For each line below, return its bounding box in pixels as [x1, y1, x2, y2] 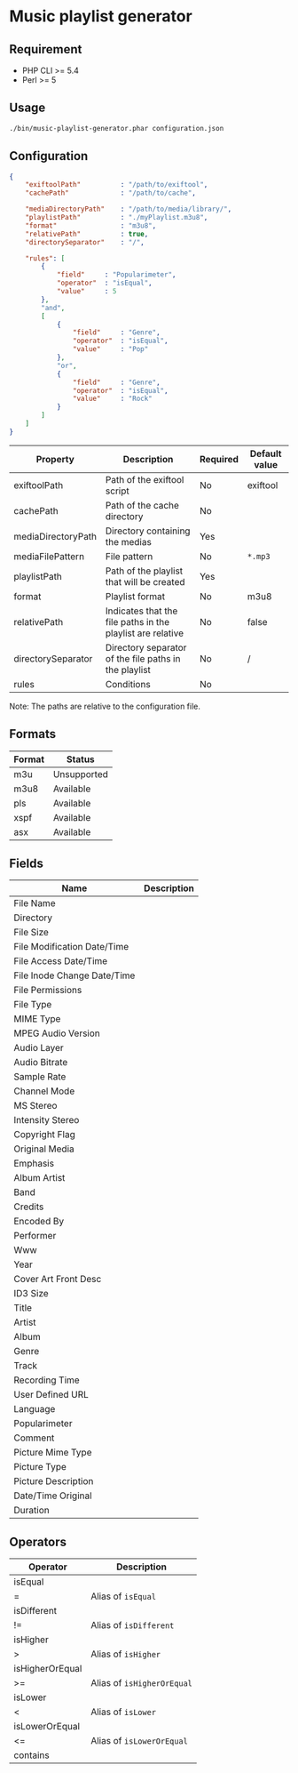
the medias [105, 535, 153, 548]
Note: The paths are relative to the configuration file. [9, 701, 201, 711]
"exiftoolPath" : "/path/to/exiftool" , [25, 181, 208, 189]
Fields [9, 855, 44, 870]
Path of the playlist [105, 565, 184, 577]
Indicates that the [105, 605, 178, 617]
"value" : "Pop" [72, 345, 149, 354]
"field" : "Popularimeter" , [56, 270, 176, 279]
